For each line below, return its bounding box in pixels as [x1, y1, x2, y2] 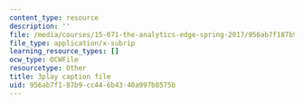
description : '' [9, 22, 71, 31]
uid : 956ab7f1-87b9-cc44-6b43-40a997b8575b [9, 80, 176, 90]
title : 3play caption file [9, 72, 111, 81]
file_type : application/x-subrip [9, 38, 136, 48]
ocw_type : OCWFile [9, 55, 79, 64]
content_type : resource [9, 13, 100, 23]
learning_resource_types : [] [9, 47, 119, 56]
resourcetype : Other [9, 64, 88, 73]
